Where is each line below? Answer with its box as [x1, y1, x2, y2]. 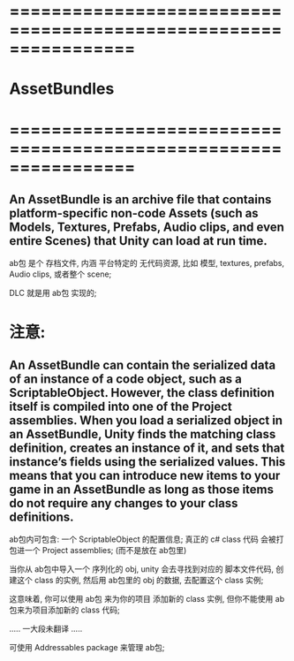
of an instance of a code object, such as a [9, 371, 243, 386]
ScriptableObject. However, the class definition [9, 385, 275, 400]
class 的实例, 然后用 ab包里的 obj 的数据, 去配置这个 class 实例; [34, 575, 264, 586]
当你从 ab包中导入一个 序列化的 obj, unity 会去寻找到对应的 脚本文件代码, [9, 564, 275, 574]
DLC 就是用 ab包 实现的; [9, 288, 97, 299]
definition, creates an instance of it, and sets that [9, 440, 285, 455]
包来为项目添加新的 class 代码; [9, 604, 121, 615]
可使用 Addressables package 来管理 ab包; [9, 642, 165, 653]
